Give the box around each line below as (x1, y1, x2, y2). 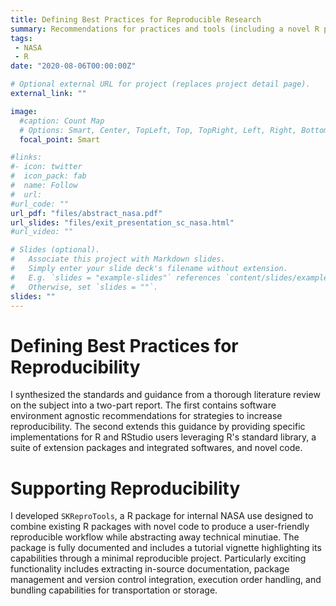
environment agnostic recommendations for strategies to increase (10, 410, 283, 422)
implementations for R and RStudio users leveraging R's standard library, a (10, 431, 317, 443)
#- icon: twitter (10, 162, 83, 172)
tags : (10, 33, 33, 43)
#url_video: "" (10, 227, 74, 237)
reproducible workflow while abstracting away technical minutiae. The (10, 531, 300, 543)
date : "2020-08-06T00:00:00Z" (10, 61, 137, 71)
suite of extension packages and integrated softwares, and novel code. (10, 442, 303, 454)
